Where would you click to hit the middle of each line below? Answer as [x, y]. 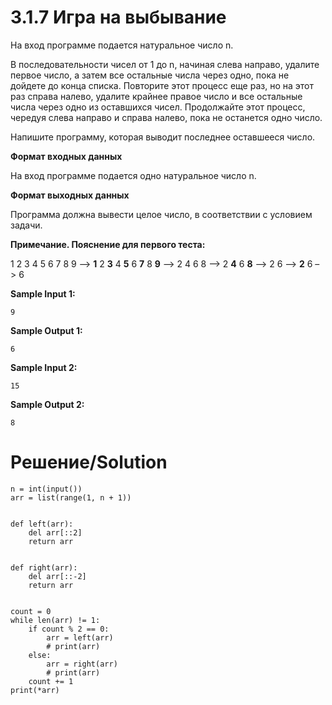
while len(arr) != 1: [55, 620]
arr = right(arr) [82, 664]
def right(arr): [44, 567]
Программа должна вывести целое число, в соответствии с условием [161, 214]
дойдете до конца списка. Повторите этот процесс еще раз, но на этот [162, 85]
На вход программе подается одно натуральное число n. [133, 175]
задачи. [26, 225]
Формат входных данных [66, 156]
